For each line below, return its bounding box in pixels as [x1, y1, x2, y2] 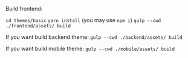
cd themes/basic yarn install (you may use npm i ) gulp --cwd [5, 17, 161, 23]
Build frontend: [5, 5, 43, 12]
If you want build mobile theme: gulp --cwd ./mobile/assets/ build [5, 45, 175, 52]
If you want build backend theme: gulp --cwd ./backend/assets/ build [5, 33, 183, 41]
